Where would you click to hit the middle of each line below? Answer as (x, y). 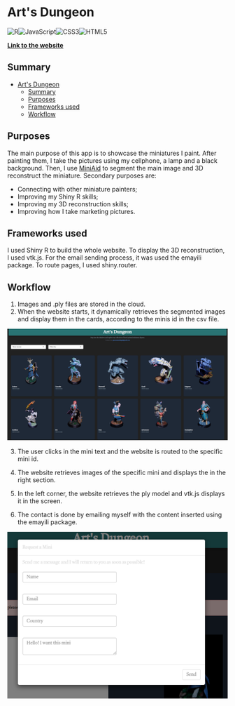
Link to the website (36, 45)
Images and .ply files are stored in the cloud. (81, 304)
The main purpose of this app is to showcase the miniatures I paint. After (112, 153)
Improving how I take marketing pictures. (76, 211)
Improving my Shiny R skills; (58, 197)
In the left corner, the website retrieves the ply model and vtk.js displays (121, 494)
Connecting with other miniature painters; (77, 189)
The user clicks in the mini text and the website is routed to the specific (120, 452)
